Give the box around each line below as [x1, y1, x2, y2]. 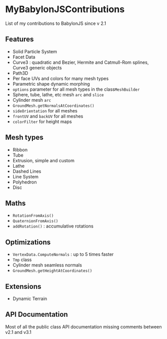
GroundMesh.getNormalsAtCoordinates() [12, 103, 95, 108]
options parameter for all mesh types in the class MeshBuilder [12, 86, 140, 92]
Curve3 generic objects [12, 64, 62, 70]
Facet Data [12, 54, 35, 60]
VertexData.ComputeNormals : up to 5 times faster [12, 251, 114, 257]
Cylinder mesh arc [12, 97, 52, 103]
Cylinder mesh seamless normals [12, 262, 82, 268]
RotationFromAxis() [12, 213, 54, 218]
